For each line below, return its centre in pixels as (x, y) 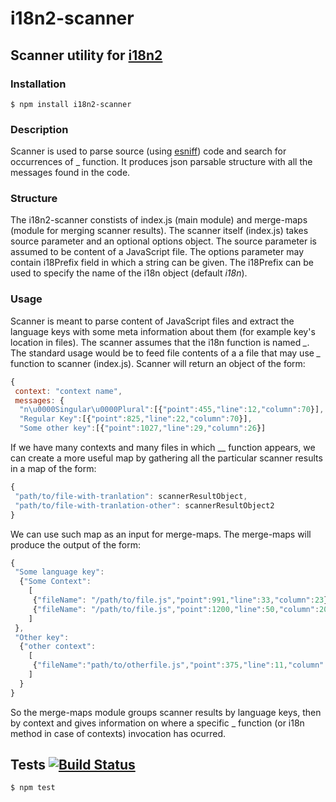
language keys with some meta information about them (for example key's (163, 331)
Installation (38, 84)
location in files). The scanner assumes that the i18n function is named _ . (160, 342)
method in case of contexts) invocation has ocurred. (118, 733)
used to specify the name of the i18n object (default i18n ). (129, 273)
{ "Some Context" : (55, 582)
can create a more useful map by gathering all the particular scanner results (166, 458)
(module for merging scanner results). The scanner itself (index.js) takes (159, 231)
